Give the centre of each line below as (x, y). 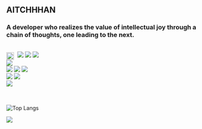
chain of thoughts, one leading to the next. (71, 35)
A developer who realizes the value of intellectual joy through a (101, 27)
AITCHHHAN (31, 10)
